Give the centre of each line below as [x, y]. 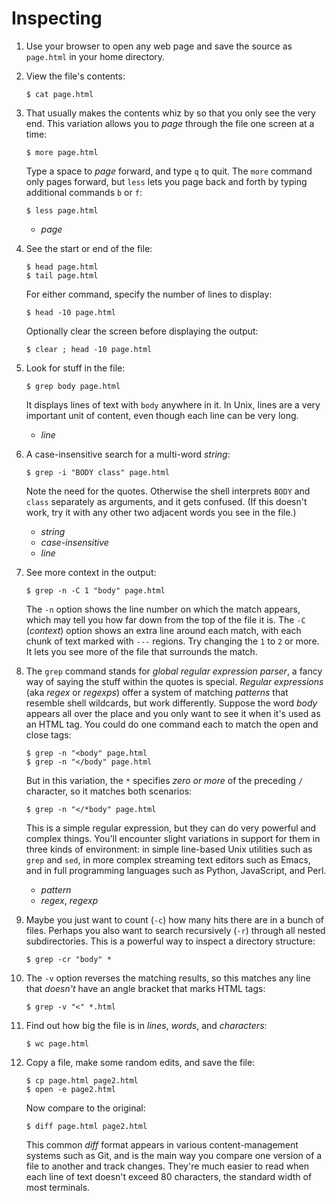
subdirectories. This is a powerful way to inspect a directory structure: [170, 941]
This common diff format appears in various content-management [162, 1144]
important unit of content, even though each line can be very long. [162, 415]
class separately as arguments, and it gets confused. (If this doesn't [166, 501]
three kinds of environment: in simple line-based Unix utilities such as [169, 849]
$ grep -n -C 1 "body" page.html [95, 590]
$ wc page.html [57, 1043]
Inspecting [57, 18]
